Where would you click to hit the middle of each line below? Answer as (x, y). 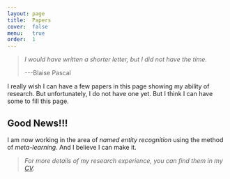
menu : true (26, 33)
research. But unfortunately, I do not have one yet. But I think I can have (110, 94)
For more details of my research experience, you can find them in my (123, 160)
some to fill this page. (38, 101)
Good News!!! (38, 123)
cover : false (28, 26)
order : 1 (22, 40)
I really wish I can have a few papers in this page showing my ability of (108, 86)
